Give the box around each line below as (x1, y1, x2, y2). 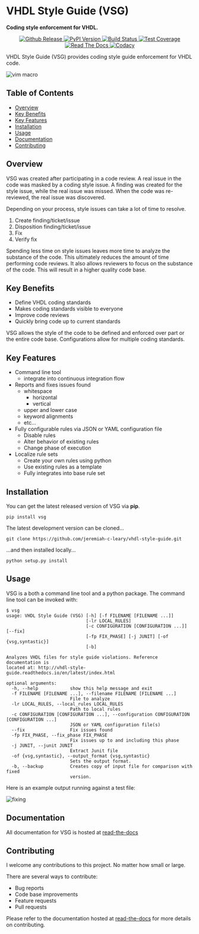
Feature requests (14, 897, 57, 904)
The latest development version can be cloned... (6, 524, 125, 531)
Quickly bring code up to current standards (14, 318, 121, 325)
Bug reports (14, 885, 45, 892)
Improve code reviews (14, 312, 70, 319)
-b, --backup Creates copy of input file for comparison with (11, 763, 193, 770)
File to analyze (70, 696, 110, 702)
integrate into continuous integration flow (23, 375, 125, 382)
